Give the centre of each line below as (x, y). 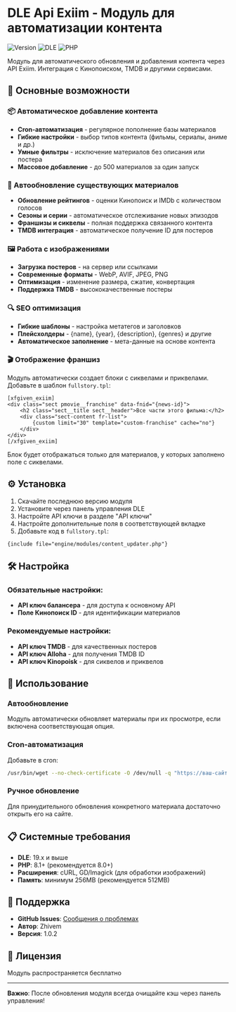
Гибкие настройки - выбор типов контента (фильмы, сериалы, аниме (122, 137)
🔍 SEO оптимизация (44, 308)
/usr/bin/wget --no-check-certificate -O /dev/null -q (89, 773)
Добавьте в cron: (33, 760)
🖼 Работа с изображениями (59, 249)
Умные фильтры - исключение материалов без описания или (111, 152)
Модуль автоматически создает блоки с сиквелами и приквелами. (108, 378)
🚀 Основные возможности (68, 91)
